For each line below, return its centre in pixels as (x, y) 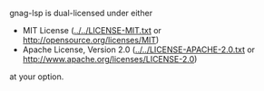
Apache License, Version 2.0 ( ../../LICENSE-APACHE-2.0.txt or (139, 50)
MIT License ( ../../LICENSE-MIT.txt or (92, 30)
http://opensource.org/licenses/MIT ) (91, 40)
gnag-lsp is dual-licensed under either (81, 13)
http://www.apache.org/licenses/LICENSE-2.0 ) (110, 59)
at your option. (37, 77)
